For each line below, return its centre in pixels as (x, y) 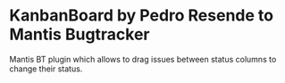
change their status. (46, 69)
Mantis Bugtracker (80, 34)
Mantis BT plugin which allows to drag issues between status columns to (143, 59)
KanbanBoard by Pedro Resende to (142, 16)
